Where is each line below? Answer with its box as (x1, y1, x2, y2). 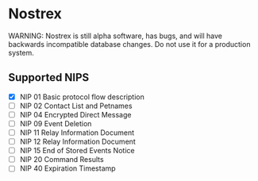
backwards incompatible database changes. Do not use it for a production (8, 39, 251, 48)
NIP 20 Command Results (19, 155, 105, 164)
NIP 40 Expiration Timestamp (19, 164, 117, 173)
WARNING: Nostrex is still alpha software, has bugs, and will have (8, 31, 222, 40)
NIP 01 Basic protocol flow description (19, 92, 144, 102)
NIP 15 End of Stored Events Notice (19, 146, 135, 156)
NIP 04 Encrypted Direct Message (19, 110, 132, 119)
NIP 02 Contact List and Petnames (19, 101, 133, 110)
